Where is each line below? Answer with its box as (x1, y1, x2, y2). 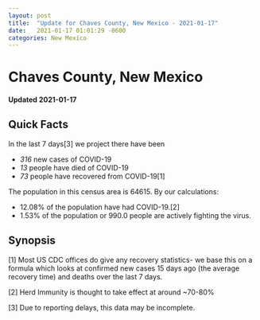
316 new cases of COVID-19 (19, 154, 112, 164)
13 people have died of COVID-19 (19, 162, 129, 172)
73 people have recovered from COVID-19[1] (19, 171, 165, 181)
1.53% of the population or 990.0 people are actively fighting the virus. (19, 210, 252, 220)
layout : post (8, 11, 52, 20)
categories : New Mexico (8, 33, 87, 42)
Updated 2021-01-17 (8, 95, 77, 104)
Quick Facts (8, 118, 69, 131)
